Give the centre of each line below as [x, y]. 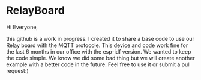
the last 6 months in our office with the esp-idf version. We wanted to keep [99, 51]
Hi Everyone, [22, 27]
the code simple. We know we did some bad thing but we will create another [100, 58]
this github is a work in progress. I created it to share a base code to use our [100, 38]
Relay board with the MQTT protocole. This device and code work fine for [97, 45]
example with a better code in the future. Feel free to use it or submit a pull [98, 64]
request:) [17, 70]
